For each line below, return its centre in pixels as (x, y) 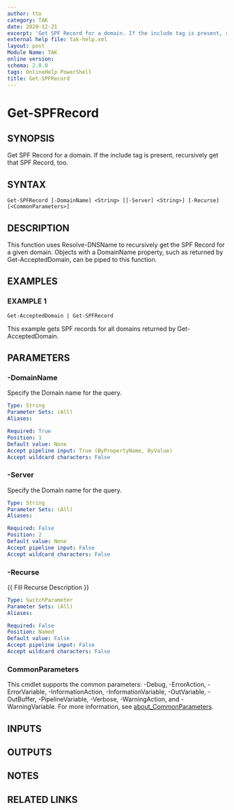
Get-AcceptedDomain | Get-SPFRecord (60, 316)
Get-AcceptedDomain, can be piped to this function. (82, 259)
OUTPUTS (30, 753)
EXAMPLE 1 (27, 302)
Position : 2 (24, 535)
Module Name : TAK (32, 53)
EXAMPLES (32, 282)
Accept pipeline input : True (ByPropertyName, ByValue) (90, 451)
